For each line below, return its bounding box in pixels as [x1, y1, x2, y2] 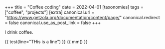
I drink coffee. [4, 29, 33, 35]
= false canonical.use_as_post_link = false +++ [4, 20, 101, 25]
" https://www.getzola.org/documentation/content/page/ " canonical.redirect [4, 15, 160, 20]
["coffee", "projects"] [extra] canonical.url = [4, 9, 95, 15]
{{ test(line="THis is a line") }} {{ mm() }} [4, 39, 88, 45]
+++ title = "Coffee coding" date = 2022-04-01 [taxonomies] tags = [4, 4, 144, 10]
